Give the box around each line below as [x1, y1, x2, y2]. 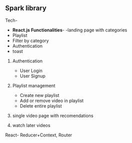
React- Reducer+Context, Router [5, 132, 72, 138]
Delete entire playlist [19, 102, 62, 109]
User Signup [19, 72, 46, 79]
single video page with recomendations [12, 112, 94, 118]
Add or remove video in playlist [19, 97, 84, 103]
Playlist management [12, 82, 56, 88]
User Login [19, 67, 43, 73]
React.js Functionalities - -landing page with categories [12, 27, 128, 33]
